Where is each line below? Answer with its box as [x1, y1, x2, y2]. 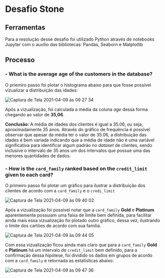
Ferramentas [5, 23, 45, 32]
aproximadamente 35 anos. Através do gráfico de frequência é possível [5, 126, 150, 132]
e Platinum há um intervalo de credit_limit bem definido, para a [5, 247, 137, 253]
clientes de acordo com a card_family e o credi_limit [5, 187, 115, 193]
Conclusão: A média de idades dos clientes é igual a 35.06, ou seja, [5, 121, 143, 127]
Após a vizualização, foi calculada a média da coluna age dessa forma [5, 106, 148, 112]
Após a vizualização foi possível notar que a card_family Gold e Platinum [5, 207, 155, 213]
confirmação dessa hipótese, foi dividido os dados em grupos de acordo [5, 252, 153, 258]
